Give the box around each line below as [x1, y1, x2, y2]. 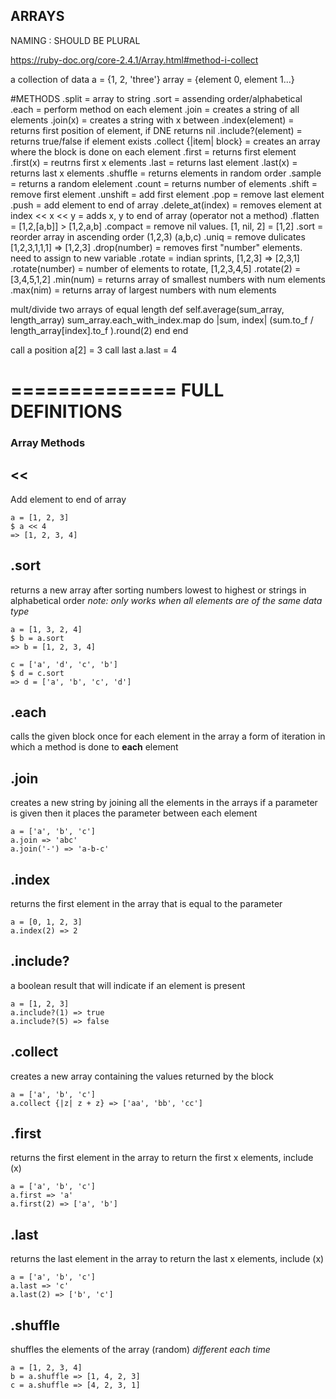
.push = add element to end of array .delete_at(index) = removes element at [10, 199, 322, 211]
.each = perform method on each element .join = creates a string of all [10, 103, 300, 115]
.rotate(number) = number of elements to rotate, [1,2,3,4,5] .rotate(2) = [10, 262, 302, 274]
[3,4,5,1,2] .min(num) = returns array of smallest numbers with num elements [10, 273, 326, 285]
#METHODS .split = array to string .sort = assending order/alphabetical [10, 92, 303, 104]
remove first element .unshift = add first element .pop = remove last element [10, 188, 325, 200]
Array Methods [10, 435, 86, 449]
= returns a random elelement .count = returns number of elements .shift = [10, 177, 318, 189]
